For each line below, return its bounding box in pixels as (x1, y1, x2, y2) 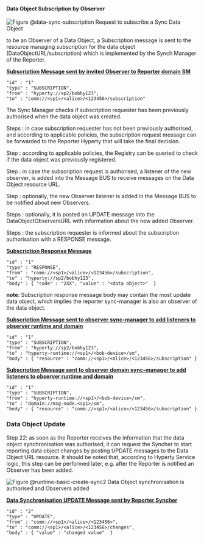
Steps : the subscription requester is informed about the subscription (6, 229, 180, 237)
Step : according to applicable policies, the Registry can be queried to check (6, 149, 198, 157)
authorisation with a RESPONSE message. (6, 235, 111, 243)
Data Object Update (6, 420, 66, 429)
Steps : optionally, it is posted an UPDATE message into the (6, 211, 155, 218)
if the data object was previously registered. (6, 156, 117, 163)
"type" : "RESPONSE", (6, 265, 62, 271)
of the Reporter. (6, 56, 46, 63)
